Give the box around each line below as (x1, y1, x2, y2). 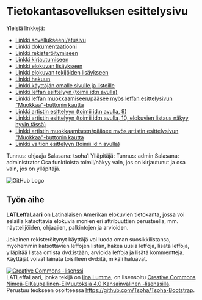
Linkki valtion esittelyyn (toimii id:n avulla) (15, 140, 120, 147)
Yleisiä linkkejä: (6, 24, 45, 32)
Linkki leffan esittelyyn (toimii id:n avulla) (15, 88, 118, 95)
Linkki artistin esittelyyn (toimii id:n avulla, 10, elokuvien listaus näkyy (15, 114, 189, 122)
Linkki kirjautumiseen (15, 56, 69, 63)
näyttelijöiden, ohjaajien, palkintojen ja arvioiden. (6, 224, 129, 231)
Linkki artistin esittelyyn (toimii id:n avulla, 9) (15, 108, 127, 115)
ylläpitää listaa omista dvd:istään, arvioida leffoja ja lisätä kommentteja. (6, 249, 184, 256)
